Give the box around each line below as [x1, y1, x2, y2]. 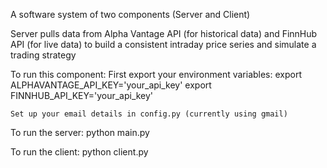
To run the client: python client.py [10, 146, 149, 158]
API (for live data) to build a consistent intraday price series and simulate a [10, 39, 317, 50]
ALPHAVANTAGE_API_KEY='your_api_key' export [10, 79, 212, 91]
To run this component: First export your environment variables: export [10, 69, 302, 80]
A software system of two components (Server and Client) [10, 9, 251, 20]
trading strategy [10, 49, 77, 61]
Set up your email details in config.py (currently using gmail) [10, 109, 288, 119]
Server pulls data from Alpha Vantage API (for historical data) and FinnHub [10, 28, 318, 39]
